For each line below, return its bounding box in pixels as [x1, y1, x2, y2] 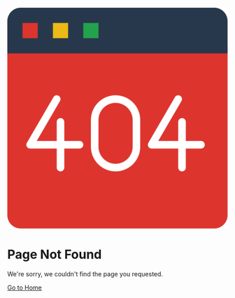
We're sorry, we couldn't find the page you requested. [7, 269, 163, 278]
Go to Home [7, 283, 42, 292]
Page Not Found [7, 247, 102, 263]
